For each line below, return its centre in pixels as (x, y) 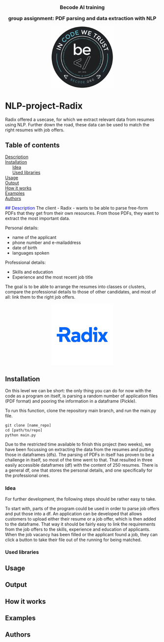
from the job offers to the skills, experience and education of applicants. (78, 529)
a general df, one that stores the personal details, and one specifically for (79, 470)
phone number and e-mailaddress (47, 243)
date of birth (25, 248)
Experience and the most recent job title (52, 277)
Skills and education (33, 272)
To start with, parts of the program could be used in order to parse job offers (82, 508)
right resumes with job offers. (35, 130)
